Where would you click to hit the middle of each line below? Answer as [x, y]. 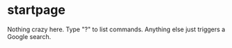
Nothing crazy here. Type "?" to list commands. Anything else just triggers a [116, 29]
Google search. [29, 36]
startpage [37, 10]
